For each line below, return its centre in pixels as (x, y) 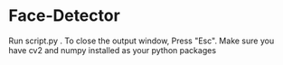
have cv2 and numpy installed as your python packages (113, 50)
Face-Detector (65, 16)
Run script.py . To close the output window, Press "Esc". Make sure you (141, 41)
